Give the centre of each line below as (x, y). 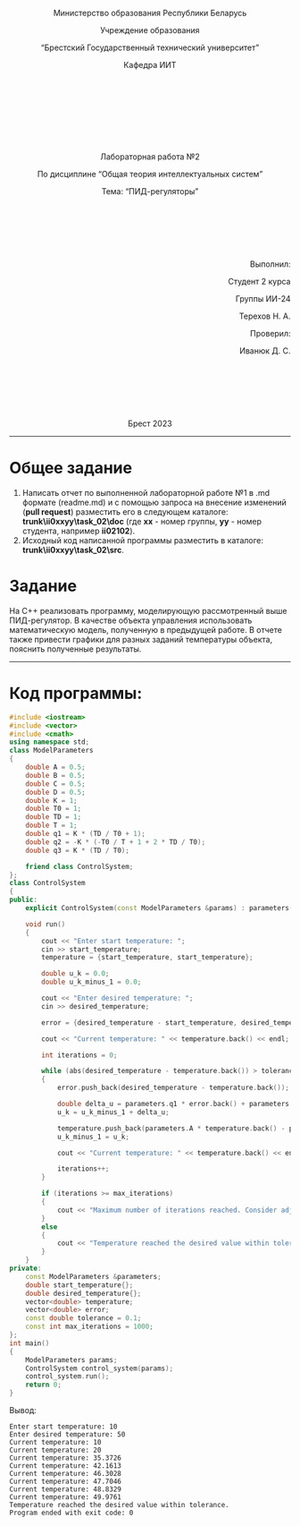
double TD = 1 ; (54, 817)
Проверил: (270, 333)
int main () (29, 1343)
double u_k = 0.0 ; (75, 974)
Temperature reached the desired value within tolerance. (119, 1505)
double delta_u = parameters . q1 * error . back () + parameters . (175, 1104)
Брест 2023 (150, 423)
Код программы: (76, 694)
